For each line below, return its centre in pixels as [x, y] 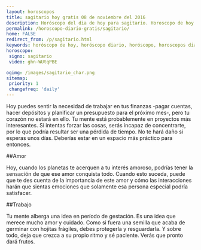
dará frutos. [21, 242]
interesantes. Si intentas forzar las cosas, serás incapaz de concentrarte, [96, 125]
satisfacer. [19, 193]
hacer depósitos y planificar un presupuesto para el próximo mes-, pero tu [98, 112]
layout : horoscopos [31, 12]
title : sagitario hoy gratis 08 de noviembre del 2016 [76, 17]
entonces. [19, 144]
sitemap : [17, 78]
